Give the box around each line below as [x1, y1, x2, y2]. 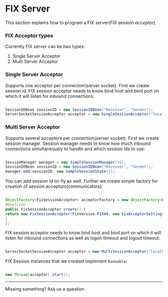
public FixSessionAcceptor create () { [5, 206, 86, 212]
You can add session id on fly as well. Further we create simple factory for [5, 178, 158, 184]
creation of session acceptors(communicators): [5, 183, 103, 189]
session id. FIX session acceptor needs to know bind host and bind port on [5, 88, 159, 94]
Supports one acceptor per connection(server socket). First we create [5, 82, 150, 88]
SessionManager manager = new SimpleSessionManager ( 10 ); [5, 160, 126, 165]
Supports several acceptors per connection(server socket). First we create [5, 135, 159, 141]
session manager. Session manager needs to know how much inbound [5, 140, 151, 146]
